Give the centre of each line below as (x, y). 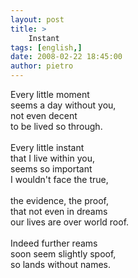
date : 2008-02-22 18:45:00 (66, 57)
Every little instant (47, 147)
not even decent (44, 115)
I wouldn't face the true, (59, 179)
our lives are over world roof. (70, 222)
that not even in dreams (59, 211)
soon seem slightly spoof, (63, 254)
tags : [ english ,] (46, 47)
